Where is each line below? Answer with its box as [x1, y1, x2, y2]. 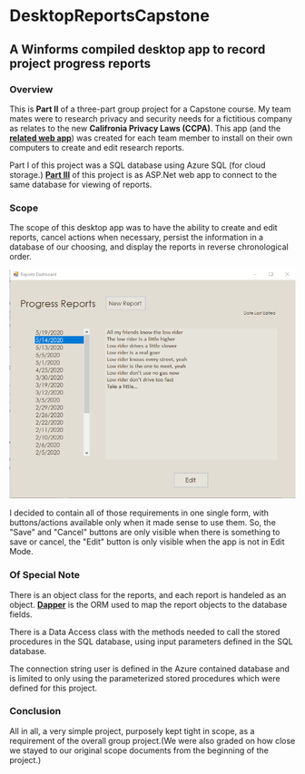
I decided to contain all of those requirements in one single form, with [9, 507, 270, 518]
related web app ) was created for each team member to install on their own [9, 132, 293, 143]
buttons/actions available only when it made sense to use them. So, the [9, 517, 277, 528]
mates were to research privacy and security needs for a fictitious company [9, 113, 293, 123]
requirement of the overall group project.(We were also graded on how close [9, 735, 296, 746]
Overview [9, 83, 54, 95]
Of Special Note [9, 569, 80, 582]
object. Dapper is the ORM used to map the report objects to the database [9, 599, 288, 610]
